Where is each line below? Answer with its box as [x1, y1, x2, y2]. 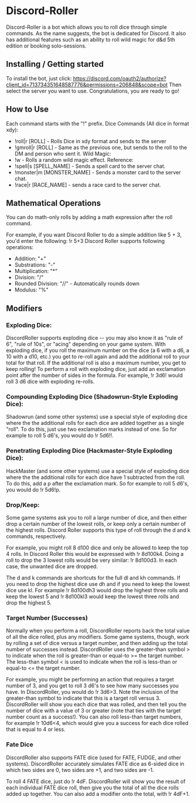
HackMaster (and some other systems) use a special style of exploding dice [6, 467, 190, 474]
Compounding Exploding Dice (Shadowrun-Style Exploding [6, 392, 178, 400]
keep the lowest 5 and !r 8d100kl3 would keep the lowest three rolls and [6, 593, 180, 600]
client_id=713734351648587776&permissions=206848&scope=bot [6, 81, 168, 88]
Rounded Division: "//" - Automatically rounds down [14, 280, 140, 287]
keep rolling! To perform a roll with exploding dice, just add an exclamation [6, 366, 186, 373]
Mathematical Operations [6, 198, 101, 208]
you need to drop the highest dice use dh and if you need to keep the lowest [6, 580, 190, 588]
